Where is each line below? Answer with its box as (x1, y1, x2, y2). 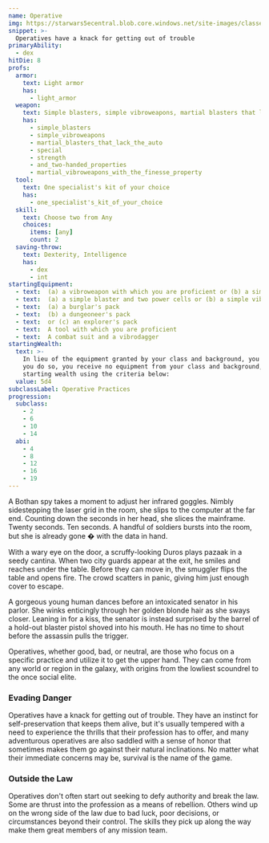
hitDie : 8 (8, 57, 42, 65)
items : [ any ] (29, 228, 74, 237)
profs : (8, 64, 30, 72)
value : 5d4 (15, 377, 52, 385)
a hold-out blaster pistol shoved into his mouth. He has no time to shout (8, 622, 244, 632)
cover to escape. (8, 581, 64, 591)
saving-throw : (15, 243, 62, 251)
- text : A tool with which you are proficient (15, 325, 178, 333)
